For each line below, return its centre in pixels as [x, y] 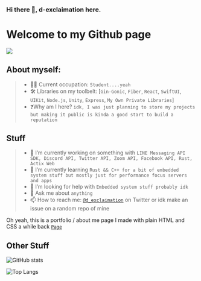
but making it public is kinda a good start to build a [102, 115]
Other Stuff [28, 246]
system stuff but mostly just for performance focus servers [108, 175]
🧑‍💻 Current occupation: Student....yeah [80, 84]
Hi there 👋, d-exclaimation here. [54, 10]
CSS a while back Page [34, 227]
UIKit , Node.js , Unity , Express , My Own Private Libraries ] [102, 99]
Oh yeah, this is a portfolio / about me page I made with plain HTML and [96, 220]
